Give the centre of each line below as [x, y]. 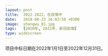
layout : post [19, 10]
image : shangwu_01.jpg [30, 24]
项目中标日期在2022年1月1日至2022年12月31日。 [55, 48]
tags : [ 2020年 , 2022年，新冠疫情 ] [41, 29]
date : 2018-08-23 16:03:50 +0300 [42, 19]
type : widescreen [23, 33]
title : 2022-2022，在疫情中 [34, 15]
